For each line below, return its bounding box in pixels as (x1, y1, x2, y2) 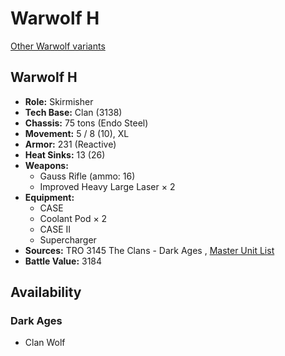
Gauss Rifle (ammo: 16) (39, 170, 136, 182)
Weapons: (24, 159, 69, 171)
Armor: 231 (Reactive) (24, 138, 117, 150)
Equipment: (24, 191, 75, 203)
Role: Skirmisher (24, 95, 94, 107)
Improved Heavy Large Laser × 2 (39, 180, 176, 192)
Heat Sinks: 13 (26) (24, 148, 106, 161)
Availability (10, 284, 82, 301)
